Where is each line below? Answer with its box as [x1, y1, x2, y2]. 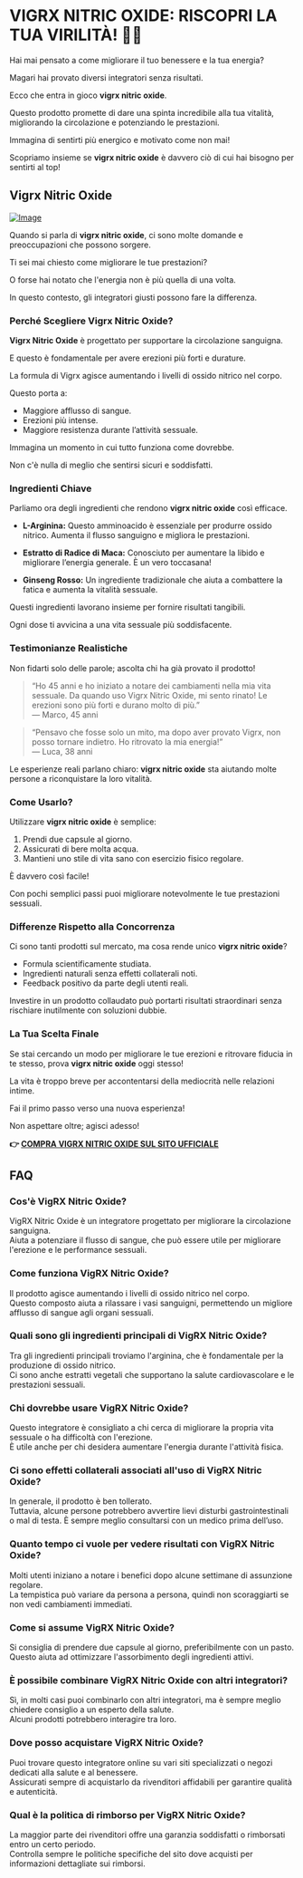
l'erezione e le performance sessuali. [9, 1245, 147, 1256]
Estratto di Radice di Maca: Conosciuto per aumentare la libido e [22, 547, 265, 558]
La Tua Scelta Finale [9, 1027, 99, 1040]
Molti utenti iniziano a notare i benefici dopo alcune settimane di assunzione [9, 1569, 293, 1581]
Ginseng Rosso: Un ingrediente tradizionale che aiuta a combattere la [22, 574, 283, 585]
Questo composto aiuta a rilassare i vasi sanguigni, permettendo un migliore [9, 1297, 293, 1308]
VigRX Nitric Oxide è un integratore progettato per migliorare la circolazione [9, 1216, 291, 1227]
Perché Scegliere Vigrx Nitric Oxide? [9, 314, 174, 327]
